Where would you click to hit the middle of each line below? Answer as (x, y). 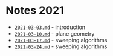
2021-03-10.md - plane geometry (54, 33)
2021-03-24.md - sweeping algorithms (61, 46)
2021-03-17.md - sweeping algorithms (61, 40)
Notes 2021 (35, 11)
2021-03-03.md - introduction (50, 27)
